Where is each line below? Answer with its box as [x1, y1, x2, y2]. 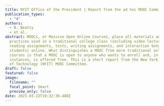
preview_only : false [9, 89, 51, 94]
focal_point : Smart [9, 84, 49, 89]
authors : [5, 21, 23, 26]
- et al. [9, 30, 27, 35]
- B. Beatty [9, 25, 34, 30]
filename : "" [9, 80, 36, 85]
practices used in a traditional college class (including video [9, 39, 145, 44]
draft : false [5, 66, 32, 71]
